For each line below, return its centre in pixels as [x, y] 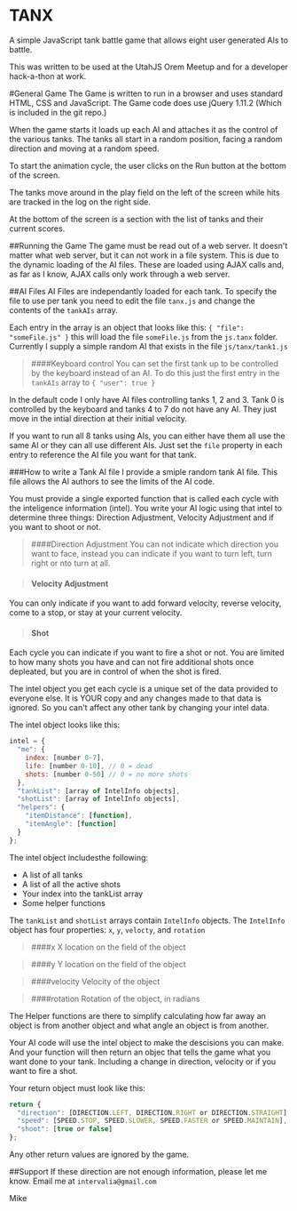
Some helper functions [64, 902]
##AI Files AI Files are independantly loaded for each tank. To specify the [143, 291]
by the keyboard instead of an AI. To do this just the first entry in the [155, 373]
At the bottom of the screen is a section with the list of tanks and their [137, 219]
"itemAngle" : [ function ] [71, 824]
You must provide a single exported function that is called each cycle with [144, 498]
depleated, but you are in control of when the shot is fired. [115, 671]
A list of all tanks [52, 874]
